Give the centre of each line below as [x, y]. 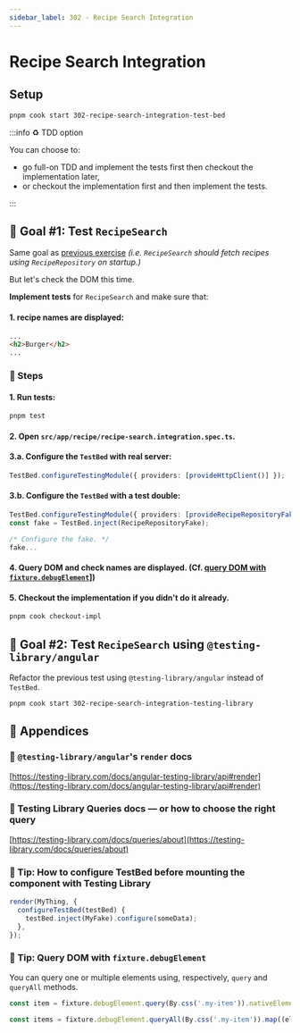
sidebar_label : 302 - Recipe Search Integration [101, 17]
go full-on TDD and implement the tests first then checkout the [137, 167]
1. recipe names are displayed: [67, 317]
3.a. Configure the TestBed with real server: [91, 457]
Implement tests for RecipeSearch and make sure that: [109, 297]
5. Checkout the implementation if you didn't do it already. [119, 597]
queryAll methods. [44, 987]
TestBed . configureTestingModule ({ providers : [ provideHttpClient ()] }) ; [147, 475]
